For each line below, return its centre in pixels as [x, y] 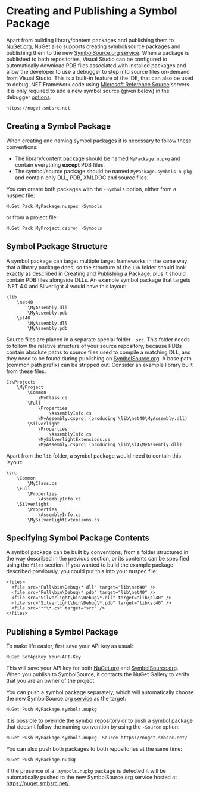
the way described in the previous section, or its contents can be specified [98, 559]
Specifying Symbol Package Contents [78, 538]
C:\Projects [21, 382]
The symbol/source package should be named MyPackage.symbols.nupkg [103, 171]
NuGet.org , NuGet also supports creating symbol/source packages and [93, 46]
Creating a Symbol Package [59, 126]
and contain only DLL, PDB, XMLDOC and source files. [82, 178]
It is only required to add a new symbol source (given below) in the [88, 91]
